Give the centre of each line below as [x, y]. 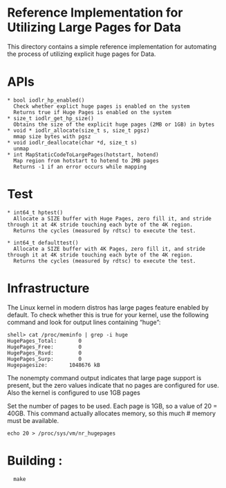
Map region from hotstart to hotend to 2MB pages [86, 160]
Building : [35, 460]
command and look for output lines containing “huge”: [84, 322]
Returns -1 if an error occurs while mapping [80, 167]
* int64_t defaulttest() [43, 243]
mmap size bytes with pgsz [52, 136]
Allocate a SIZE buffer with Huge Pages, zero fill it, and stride [113, 218]
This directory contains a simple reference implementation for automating [112, 46]
